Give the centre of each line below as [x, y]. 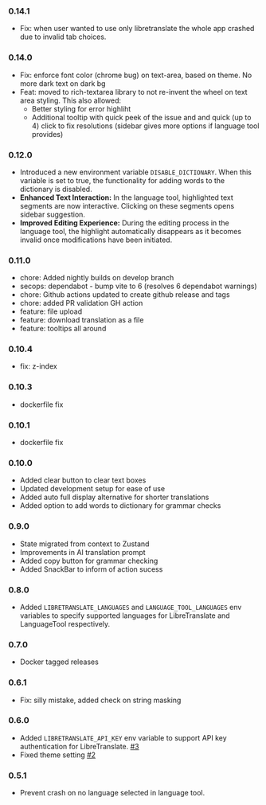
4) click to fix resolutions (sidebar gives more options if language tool [145, 126]
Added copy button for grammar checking [89, 561]
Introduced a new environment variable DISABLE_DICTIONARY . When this [136, 172]
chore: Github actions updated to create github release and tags [125, 295]
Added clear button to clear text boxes [83, 480]
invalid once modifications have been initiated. [96, 240]
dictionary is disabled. [56, 189]
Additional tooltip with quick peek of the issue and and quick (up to [141, 117]
